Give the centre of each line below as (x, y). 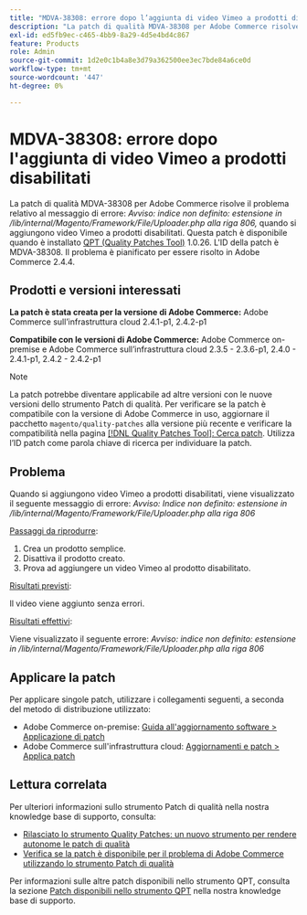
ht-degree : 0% (37, 86)
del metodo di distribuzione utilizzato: (80, 709)
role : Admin (32, 52)
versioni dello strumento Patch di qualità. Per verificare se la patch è (138, 404)
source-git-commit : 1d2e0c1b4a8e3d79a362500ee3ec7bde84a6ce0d (130, 60)
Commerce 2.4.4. (42, 261)
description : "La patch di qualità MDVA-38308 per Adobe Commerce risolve (155, 27)
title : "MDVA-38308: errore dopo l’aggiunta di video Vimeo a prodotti (148, 18)
